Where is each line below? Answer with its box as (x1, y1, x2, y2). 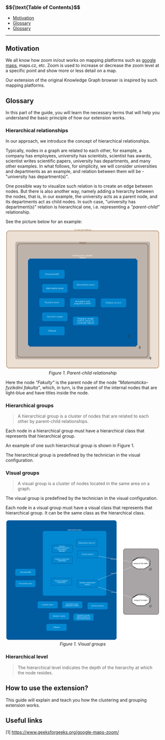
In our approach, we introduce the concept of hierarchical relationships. (5, 138, 150, 144)
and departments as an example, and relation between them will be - (5, 169, 144, 174)
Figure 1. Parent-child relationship (48, 370, 117, 376)
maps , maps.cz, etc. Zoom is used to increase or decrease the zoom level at (5, 63, 160, 69)
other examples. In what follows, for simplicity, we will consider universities (5, 163, 157, 169)
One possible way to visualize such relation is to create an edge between (5, 183, 153, 189)
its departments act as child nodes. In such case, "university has (5, 199, 136, 205)
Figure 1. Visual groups (59, 641, 106, 647)
